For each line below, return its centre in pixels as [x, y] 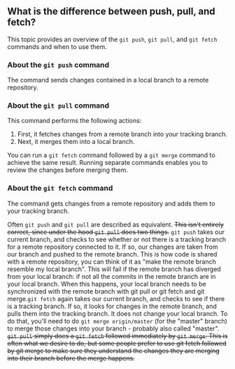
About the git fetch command [60, 188]
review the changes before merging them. [67, 170]
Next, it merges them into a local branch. [76, 142]
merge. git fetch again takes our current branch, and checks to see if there [116, 298]
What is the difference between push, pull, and [111, 12]
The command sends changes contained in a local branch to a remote [108, 80]
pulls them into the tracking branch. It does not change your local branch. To [117, 313]
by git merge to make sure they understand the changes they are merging [114, 350]
